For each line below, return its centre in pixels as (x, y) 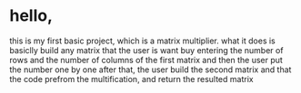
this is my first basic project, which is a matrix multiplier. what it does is (142, 41)
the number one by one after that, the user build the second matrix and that (150, 70)
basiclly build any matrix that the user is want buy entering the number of (146, 50)
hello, (31, 16)
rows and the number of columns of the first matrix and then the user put (146, 60)
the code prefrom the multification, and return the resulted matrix (131, 79)
